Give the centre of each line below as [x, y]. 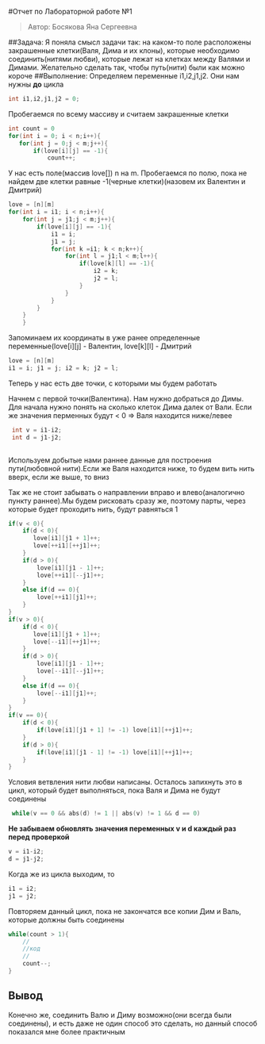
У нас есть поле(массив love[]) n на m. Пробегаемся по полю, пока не [128, 173]
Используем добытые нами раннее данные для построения [110, 460]
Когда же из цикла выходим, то [61, 874]
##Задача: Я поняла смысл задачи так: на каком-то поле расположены [130, 42]
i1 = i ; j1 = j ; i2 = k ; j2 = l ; [63, 368]
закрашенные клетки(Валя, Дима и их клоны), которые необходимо [124, 50]
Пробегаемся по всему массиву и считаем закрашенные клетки [118, 113]
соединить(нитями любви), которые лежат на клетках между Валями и [129, 59]
